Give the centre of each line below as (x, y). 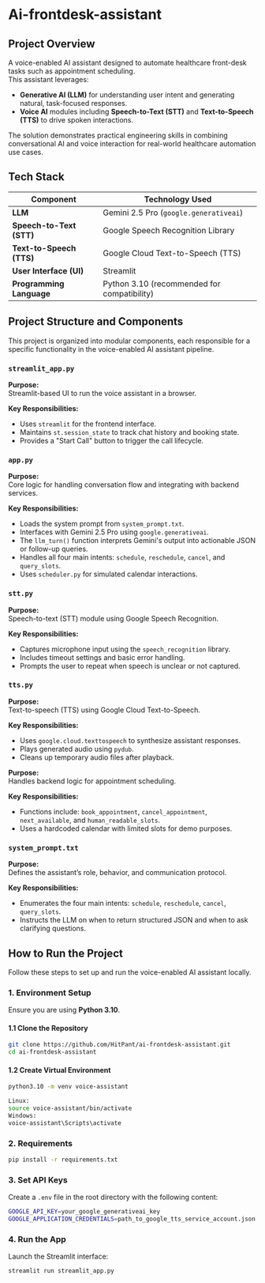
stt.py (21, 594)
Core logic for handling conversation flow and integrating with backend (123, 485)
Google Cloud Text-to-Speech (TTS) (172, 253)
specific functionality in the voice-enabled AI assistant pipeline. (111, 349)
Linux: (19, 1101)
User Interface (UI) (48, 270)
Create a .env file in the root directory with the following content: (113, 1197)
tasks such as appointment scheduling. (72, 71)
